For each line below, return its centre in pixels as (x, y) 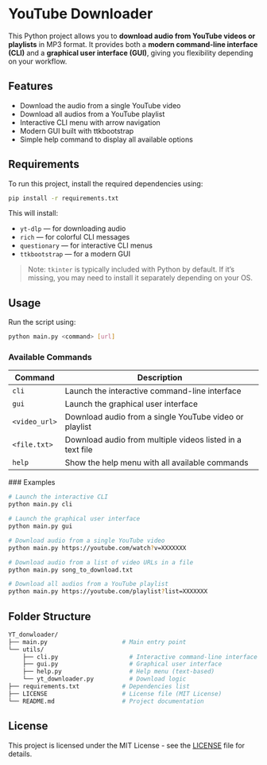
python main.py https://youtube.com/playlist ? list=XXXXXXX (108, 591)
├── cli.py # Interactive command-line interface (140, 657)
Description (160, 377)
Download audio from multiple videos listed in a (153, 440)
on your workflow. (38, 61)
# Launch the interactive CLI (58, 497)
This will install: (33, 213)
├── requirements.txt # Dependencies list (99, 687)
